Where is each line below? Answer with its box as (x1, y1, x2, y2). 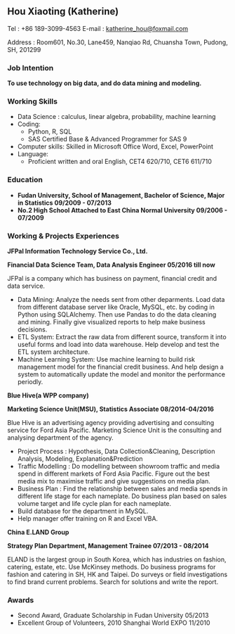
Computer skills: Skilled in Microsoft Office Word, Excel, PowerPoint (17, 142, 214, 151)
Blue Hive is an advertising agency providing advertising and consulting (7, 419, 215, 426)
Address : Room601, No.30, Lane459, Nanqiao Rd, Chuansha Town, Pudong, (7, 38, 228, 46)
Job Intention (7, 63, 54, 72)
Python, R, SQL (27, 127, 72, 136)
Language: (17, 150, 49, 158)
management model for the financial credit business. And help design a (17, 362, 224, 371)
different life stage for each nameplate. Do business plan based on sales (17, 492, 227, 500)
